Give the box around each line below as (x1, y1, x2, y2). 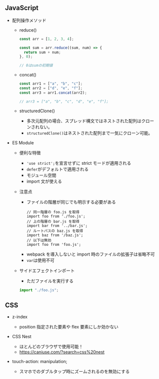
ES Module (12, 139, 34, 145)
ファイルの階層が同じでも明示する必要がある (26, 199, 116, 205)
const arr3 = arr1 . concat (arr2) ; (19, 90, 87, 95)
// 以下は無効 (26, 238, 52, 242)
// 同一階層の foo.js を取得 (26, 209, 80, 214)
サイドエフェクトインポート (19, 267, 75, 274)
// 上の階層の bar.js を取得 (26, 219, 80, 224)
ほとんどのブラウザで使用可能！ (19, 344, 83, 349)
